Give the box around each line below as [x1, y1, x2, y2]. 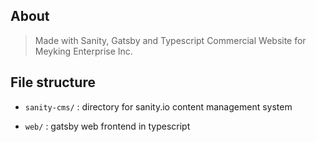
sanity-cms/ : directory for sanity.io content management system [24, 100, 293, 113]
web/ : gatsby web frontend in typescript [24, 120, 191, 132]
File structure [10, 74, 96, 91]
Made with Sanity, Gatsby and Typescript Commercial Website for [34, 34, 307, 46]
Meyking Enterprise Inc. [34, 45, 133, 57]
